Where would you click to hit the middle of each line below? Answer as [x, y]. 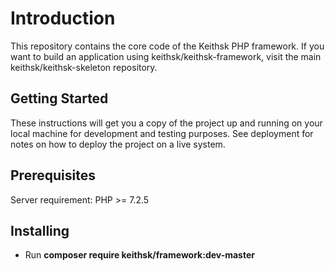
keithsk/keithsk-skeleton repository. [84, 67]
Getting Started [59, 98]
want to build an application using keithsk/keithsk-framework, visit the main [166, 56]
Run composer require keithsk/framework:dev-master [139, 255]
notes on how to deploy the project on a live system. [118, 144]
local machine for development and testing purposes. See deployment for [162, 133]
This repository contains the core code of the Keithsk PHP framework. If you [167, 46]
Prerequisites [53, 175]
